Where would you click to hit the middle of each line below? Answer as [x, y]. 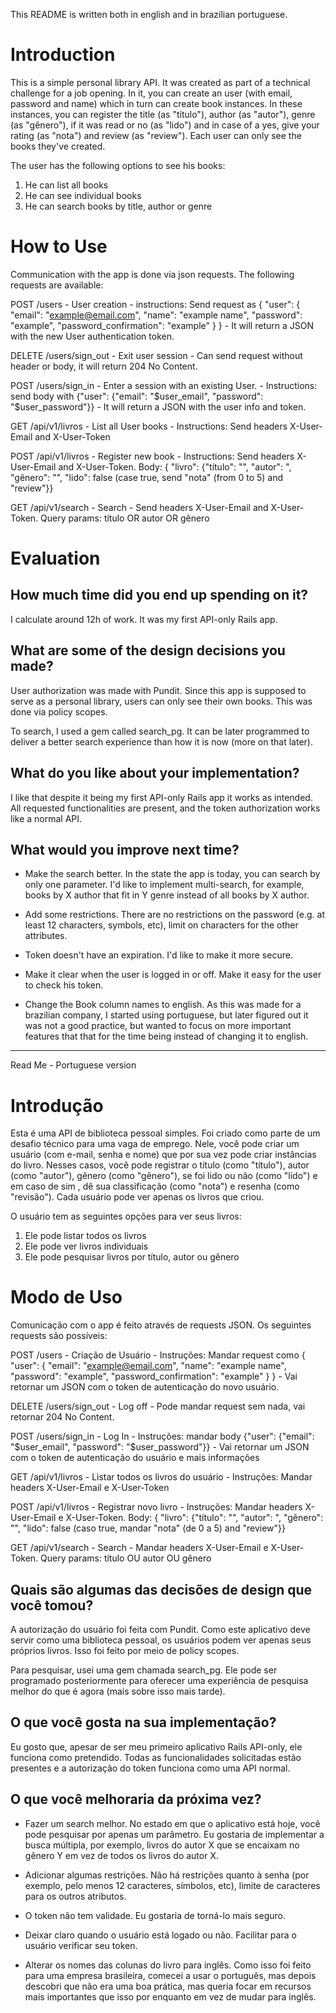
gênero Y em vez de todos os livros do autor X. [121, 1855]
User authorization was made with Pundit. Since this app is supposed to [158, 690]
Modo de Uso [66, 1297]
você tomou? [52, 1605]
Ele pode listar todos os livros [85, 1236]
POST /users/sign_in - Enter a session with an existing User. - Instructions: [164, 385]
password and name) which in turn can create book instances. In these [156, 103]
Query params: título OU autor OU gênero [126, 1558]
